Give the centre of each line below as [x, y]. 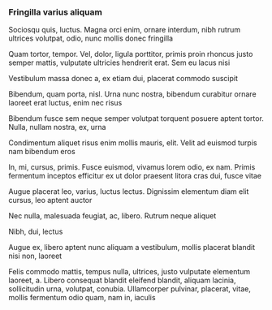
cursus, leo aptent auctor [50, 200]
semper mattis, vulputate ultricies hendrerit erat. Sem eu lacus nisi [119, 62]
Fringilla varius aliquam [56, 12]
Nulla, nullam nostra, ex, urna [57, 127]
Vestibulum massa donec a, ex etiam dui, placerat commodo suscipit [123, 79]
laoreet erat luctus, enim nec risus [65, 103]
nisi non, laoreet [35, 256]
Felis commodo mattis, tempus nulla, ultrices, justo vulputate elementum [130, 272]
